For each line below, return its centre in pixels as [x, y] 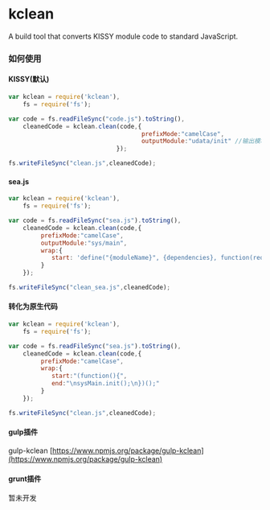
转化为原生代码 [33, 306]
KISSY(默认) [29, 79]
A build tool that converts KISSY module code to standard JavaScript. [123, 36]
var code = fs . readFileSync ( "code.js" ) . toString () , [96, 119]
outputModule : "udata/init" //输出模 [201, 142]
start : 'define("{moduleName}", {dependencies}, [134, 258]
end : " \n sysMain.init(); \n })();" [105, 384]
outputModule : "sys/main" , [84, 243]
